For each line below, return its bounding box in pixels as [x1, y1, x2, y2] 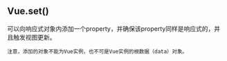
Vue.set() [7, 5, 50, 17]
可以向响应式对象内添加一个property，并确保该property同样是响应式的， [7, 24, 215, 33]
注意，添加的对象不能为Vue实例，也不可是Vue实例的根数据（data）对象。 [7, 48, 188, 55]
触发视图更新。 [12, 33, 56, 41]
